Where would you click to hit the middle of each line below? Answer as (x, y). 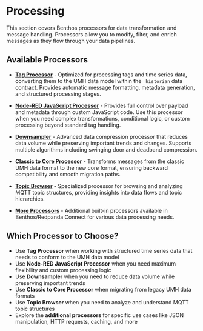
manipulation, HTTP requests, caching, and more (76, 321)
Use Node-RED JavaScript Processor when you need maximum (95, 263)
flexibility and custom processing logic (63, 270)
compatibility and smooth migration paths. (68, 174)
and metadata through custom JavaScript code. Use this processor (99, 112)
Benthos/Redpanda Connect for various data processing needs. (95, 217)
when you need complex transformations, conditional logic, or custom (102, 118)
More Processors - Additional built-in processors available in (91, 210)
